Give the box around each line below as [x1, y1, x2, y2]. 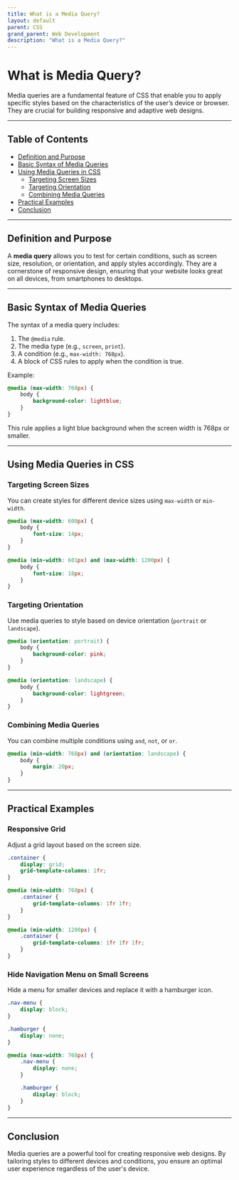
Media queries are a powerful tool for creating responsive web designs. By [7, 1149, 226, 1158]
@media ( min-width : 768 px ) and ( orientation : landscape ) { [7, 750, 186, 757]
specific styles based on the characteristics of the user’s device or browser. [7, 99, 230, 107]
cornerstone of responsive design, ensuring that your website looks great [7, 266, 223, 275]
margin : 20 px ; [33, 763, 75, 771]
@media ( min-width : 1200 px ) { [7, 926, 97, 933]
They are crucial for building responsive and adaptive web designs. [7, 106, 205, 115]
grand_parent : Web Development [7, 30, 100, 38]
